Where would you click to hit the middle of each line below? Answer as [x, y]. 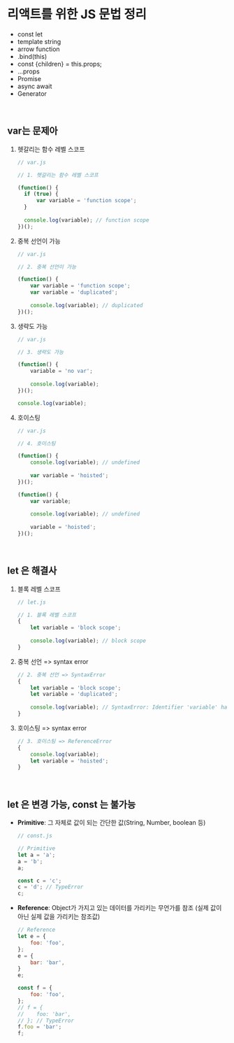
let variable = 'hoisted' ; [70, 761]
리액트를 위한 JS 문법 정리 [77, 14]
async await [35, 86]
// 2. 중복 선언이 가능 [47, 267]
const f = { [35, 988]
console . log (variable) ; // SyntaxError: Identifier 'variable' [124, 707]
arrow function [39, 49]
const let [30, 34]
